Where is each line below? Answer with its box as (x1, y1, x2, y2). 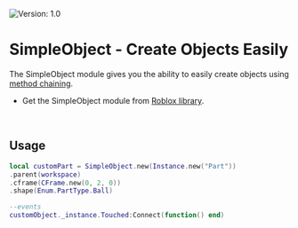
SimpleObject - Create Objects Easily (9, 40, 289, 59)
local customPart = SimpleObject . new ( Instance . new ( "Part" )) (9, 161, 238, 170)
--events (9, 202, 42, 212)
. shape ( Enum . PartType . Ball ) (9, 186, 114, 195)
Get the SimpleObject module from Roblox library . (21, 95, 205, 106)
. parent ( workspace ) (9, 169, 82, 179)
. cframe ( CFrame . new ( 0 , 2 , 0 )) (9, 178, 122, 187)
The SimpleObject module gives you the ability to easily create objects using (9, 68, 289, 79)
